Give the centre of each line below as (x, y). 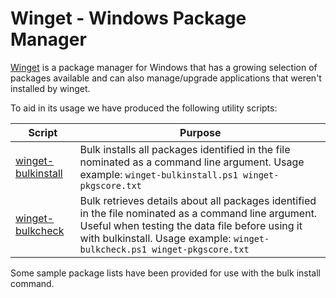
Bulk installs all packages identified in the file (185, 149)
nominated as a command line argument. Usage (192, 162)
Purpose (200, 132)
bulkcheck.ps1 (113, 249)
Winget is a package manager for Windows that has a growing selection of (164, 67)
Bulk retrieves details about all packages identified (198, 200)
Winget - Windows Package (128, 18)
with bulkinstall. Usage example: (155, 238)
